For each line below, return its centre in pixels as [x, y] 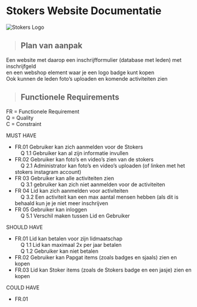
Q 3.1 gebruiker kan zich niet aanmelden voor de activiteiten [93, 184]
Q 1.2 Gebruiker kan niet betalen [59, 251]
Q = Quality [20, 118]
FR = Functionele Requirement [43, 111]
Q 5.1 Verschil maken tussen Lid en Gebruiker [75, 216]
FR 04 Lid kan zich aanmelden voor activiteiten [71, 190]
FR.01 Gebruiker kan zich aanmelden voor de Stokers [79, 147]
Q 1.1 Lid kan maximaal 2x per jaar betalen [71, 245]
